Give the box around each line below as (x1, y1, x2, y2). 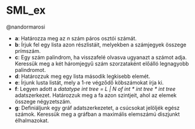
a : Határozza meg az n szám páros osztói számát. (14, 34, 137, 42)
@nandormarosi (6, 23, 46, 30)
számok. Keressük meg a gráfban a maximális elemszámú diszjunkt (14, 111, 180, 118)
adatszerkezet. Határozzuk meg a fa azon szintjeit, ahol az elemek (14, 92, 177, 99)
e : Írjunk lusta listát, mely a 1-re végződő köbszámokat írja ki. (14, 78, 164, 86)
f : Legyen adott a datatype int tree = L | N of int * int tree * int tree (14, 85, 176, 92)
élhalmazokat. (14, 117, 49, 124)
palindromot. (14, 66, 46, 73)
